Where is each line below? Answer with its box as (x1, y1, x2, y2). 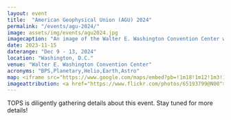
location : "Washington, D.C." (7, 55, 94, 62)
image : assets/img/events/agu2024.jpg (7, 29, 118, 36)
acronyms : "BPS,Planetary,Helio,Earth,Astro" (7, 67, 140, 74)
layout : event (7, 10, 48, 17)
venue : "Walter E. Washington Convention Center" (7, 61, 153, 68)
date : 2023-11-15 (7, 42, 57, 49)
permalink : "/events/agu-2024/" (7, 23, 100, 29)
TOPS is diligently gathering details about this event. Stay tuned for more (7, 99, 213, 107)
